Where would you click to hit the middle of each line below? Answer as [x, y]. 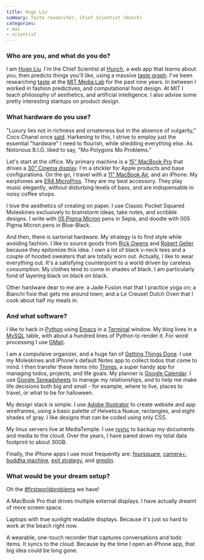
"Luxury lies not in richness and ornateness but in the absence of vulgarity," [101, 130]
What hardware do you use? [49, 117]
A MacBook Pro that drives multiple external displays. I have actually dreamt [101, 501]
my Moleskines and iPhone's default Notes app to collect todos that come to [102, 361]
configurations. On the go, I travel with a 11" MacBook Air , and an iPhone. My [102, 175]
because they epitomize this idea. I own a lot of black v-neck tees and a [96, 249]
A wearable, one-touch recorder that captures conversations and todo [94, 538]
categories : [21, 23]
